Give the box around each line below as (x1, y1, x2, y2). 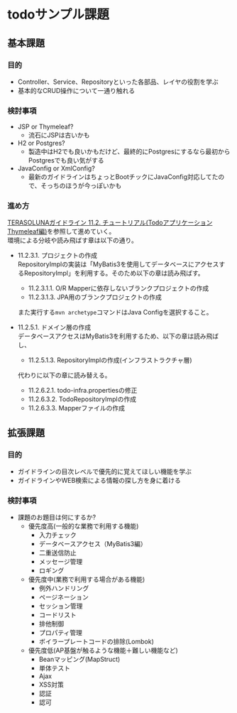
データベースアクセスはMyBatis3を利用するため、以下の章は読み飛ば (17, 332, 219, 341)
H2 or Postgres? (17, 139, 65, 148)
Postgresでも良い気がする (28, 156, 104, 165)
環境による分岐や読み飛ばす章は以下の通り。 (7, 236, 138, 245)
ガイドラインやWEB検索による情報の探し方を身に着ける (17, 477, 181, 485)
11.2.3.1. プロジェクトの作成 (17, 251, 98, 260)
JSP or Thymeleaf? (17, 122, 74, 131)
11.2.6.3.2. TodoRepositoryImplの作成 (28, 395, 137, 403)
